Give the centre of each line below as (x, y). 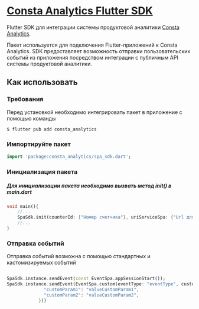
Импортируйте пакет (39, 144)
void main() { (23, 206)
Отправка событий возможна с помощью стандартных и (79, 256)
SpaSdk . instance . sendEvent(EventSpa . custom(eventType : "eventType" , (93, 284)
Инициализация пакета (42, 171)
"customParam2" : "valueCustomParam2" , (92, 295)
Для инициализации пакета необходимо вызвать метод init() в (89, 186)
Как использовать (43, 82)
